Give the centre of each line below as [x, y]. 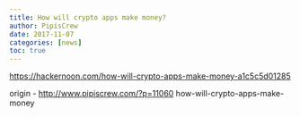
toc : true [28, 51]
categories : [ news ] [46, 42]
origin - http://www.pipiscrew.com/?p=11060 [92, 94]
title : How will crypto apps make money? [88, 17]
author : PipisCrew [44, 26]
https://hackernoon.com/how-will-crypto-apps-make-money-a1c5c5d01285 [150, 76]
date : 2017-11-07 [42, 34]
